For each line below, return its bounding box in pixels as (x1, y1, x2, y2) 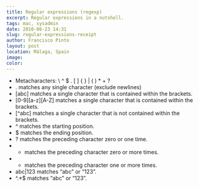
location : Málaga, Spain (6, 49, 70, 55)
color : (6, 60, 23, 66)
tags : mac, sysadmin (6, 20, 59, 26)
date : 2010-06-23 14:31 (6, 26, 67, 32)
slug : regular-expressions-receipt (6, 32, 97, 38)
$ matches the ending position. (15, 129, 93, 136)
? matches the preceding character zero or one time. (15, 135, 148, 142)
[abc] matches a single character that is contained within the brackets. (15, 90, 193, 97)
